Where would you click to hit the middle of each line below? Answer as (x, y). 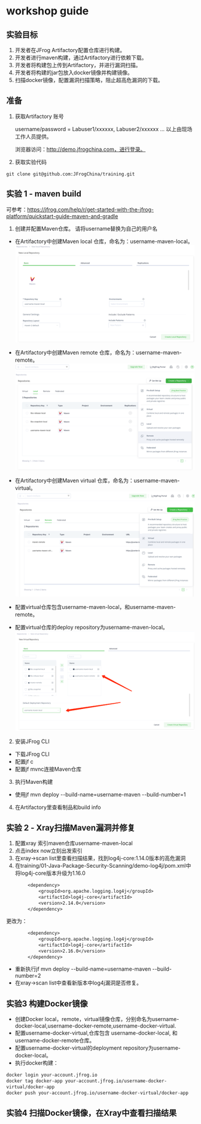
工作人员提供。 (33, 137)
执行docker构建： (36, 1063)
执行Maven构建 (34, 781)
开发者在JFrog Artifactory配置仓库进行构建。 (70, 50)
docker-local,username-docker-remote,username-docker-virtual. (95, 1026)
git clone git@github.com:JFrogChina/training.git (71, 174)
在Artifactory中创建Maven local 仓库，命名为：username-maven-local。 (104, 241)
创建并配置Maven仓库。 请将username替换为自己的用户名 (86, 228)
